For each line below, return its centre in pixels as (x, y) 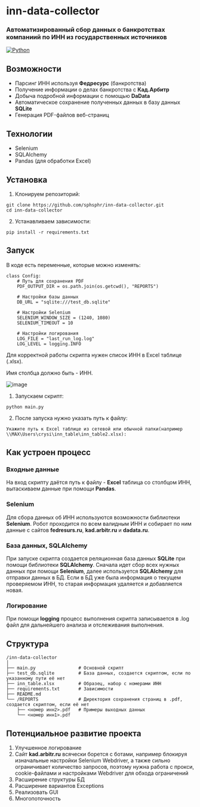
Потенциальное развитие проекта (74, 733)
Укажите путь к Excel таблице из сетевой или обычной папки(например (95, 429)
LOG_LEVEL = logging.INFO (49, 344)
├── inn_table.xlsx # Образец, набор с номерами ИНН (84, 684)
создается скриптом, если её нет (48, 705)
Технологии (29, 134)
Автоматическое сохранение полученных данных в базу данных (98, 102)
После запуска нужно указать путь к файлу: (71, 418)
